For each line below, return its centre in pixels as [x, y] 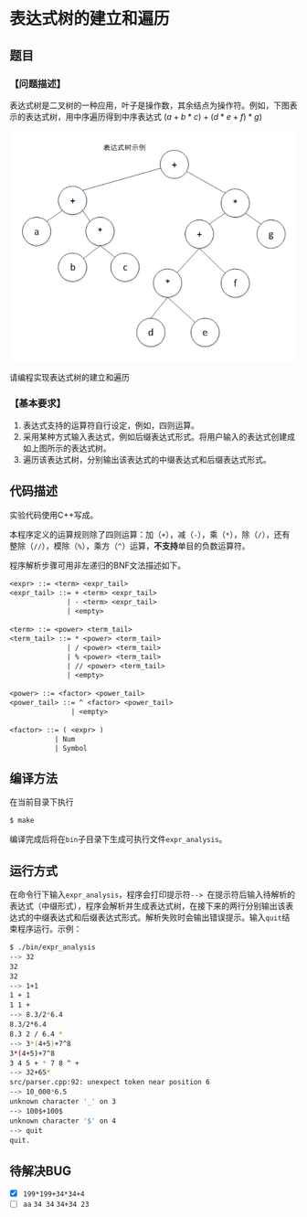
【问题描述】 [38, 83]
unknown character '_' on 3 [63, 1102]
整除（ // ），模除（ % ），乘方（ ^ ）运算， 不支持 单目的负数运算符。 [130, 546]
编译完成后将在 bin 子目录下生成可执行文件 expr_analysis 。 [118, 839]
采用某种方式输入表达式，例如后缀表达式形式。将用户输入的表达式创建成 [159, 436]
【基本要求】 [38, 403]
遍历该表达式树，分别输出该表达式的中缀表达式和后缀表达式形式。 [147, 459]
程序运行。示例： [49, 929]
